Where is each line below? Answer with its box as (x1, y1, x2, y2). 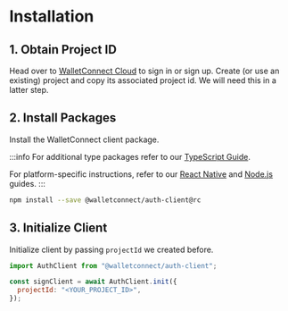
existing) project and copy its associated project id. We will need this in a (9, 75, 276, 86)
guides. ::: (9, 178, 46, 189)
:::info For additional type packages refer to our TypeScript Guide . (9, 151, 251, 162)
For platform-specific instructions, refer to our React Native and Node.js (9, 168, 274, 180)
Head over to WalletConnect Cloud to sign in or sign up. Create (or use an (9, 65, 280, 76)
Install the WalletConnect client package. (9, 134, 160, 145)
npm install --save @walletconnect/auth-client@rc (9, 195, 202, 205)
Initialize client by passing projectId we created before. (9, 244, 214, 255)
